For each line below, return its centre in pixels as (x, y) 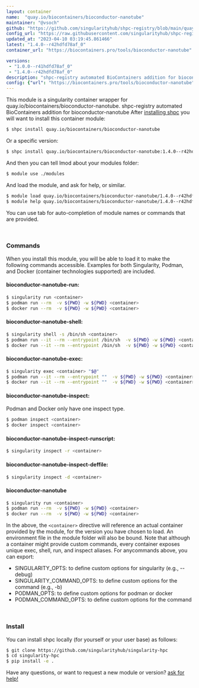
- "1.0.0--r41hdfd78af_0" (41, 66)
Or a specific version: (32, 141)
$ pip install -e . (30, 661)
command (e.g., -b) (38, 587)
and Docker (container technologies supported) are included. (81, 271)
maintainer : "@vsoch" (33, 22)
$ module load (24, 196)
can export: (20, 557)
